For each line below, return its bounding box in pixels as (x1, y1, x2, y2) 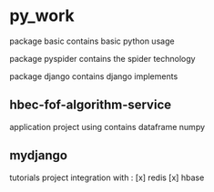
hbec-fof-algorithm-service (9, 97, 172, 113)
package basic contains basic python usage (9, 35, 175, 46)
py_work (9, 5, 75, 26)
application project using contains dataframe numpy (9, 121, 206, 132)
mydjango (9, 147, 68, 164)
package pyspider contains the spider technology (9, 53, 196, 64)
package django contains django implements (9, 70, 178, 82)
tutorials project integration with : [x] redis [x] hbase (9, 172, 205, 183)
